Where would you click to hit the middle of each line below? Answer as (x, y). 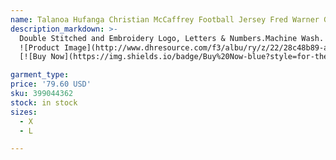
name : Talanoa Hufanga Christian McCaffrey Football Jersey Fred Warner (165, 19)
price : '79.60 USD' (51, 84)
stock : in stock (44, 102)
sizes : (24, 112)
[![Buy (33, 57)
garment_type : (40, 75)
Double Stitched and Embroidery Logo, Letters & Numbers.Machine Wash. (172, 38)
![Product (39, 47)
